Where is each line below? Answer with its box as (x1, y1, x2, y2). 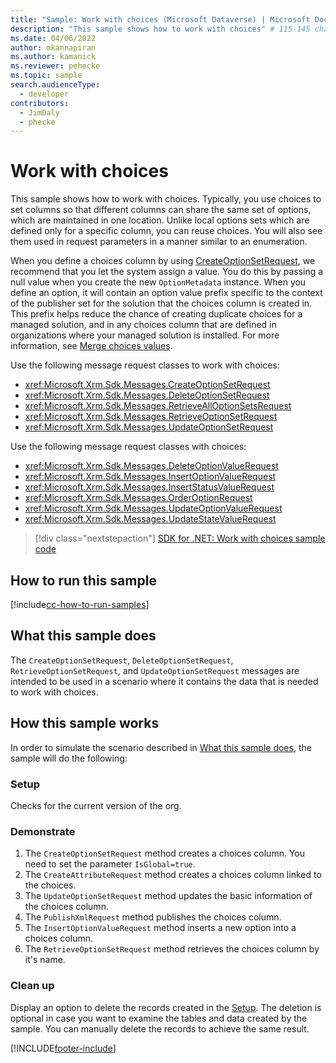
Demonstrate (10, 824, 76, 838)
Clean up (10, 979, 55, 993)
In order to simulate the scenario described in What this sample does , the (10, 741, 312, 753)
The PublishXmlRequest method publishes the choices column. (24, 911, 282, 923)
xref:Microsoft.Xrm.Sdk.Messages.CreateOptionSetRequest (24, 379, 271, 391)
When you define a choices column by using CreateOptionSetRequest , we (10, 255, 316, 267)
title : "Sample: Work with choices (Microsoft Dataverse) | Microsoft (10, 14, 311, 25)
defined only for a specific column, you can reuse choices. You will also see (10, 225, 323, 237)
